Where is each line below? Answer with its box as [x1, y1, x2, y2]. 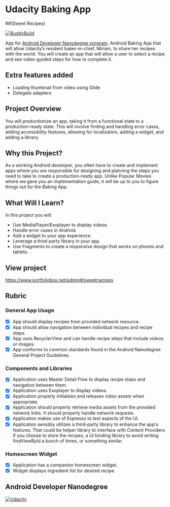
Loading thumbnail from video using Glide [12, 84, 100, 90]
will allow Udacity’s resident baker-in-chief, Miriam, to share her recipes [5, 45, 156, 51]
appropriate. [12, 399, 39, 405]
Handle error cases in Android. [12, 227, 77, 233]
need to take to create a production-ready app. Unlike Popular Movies [5, 173, 151, 179]
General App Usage [5, 307, 54, 314]
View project [5, 263, 47, 272]
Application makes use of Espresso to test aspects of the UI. [12, 415, 139, 422]
